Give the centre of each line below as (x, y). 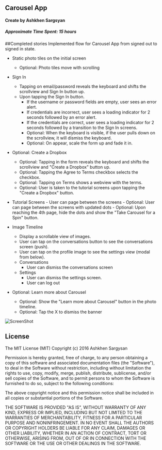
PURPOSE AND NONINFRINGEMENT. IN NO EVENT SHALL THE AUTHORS (80, 423)
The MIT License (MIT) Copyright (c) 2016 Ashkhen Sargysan (66, 348)
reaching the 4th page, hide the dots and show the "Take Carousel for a (84, 212)
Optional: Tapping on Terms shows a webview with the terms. (81, 182)
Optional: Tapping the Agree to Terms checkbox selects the (79, 172)
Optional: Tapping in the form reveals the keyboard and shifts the (84, 161)
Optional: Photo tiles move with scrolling (59, 67)
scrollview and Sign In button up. (52, 91)
